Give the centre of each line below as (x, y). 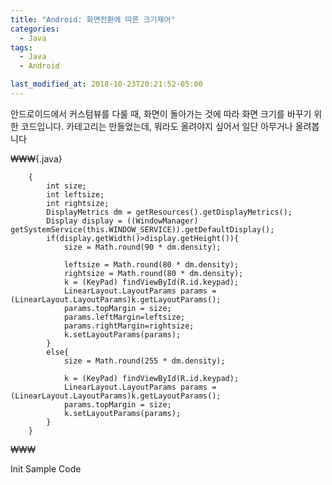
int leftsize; (75, 194)
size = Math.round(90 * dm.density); (142, 247)
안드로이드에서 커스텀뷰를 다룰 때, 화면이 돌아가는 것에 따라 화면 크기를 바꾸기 (161, 113)
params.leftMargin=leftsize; (124, 317)
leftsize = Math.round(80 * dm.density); (151, 264)
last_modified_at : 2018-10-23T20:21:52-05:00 (106, 84)
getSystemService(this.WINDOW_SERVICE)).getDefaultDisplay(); (142, 229)
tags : (21, 47)
